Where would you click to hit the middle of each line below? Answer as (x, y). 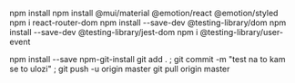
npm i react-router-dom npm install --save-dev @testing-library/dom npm (148, 23)
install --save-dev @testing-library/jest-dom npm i (104, 32)
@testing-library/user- (242, 32)
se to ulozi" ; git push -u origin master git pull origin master (120, 69)
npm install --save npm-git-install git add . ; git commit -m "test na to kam (147, 59)
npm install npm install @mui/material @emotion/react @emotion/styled (144, 13)
